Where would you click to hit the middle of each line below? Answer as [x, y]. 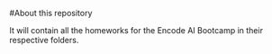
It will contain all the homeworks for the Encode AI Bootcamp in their [136, 30]
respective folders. [44, 40]
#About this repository [51, 13]
